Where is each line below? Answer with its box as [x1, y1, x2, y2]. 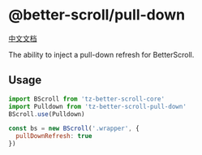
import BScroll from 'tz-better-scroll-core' [8, 95, 165, 103]
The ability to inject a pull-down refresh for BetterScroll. [8, 50, 195, 59]
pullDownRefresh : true [15, 132, 92, 140]
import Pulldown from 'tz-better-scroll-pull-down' [8, 102, 187, 110]
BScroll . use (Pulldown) [8, 110, 85, 118]
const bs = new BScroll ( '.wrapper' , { [8, 124, 140, 133]
